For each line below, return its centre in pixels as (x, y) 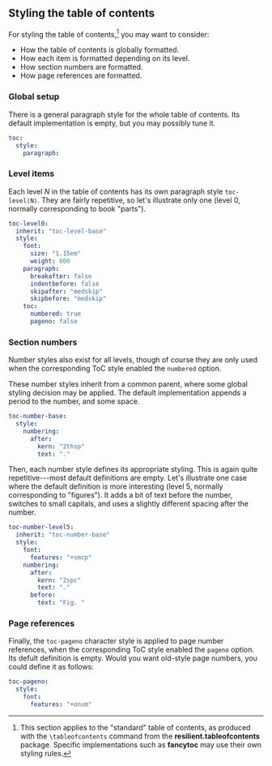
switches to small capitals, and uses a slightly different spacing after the (129, 504)
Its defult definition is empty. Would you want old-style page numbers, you (133, 658)
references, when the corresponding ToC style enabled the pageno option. (132, 650)
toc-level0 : (28, 223)
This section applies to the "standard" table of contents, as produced (135, 727)
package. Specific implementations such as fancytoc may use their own (140, 744)
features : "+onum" (61, 704)
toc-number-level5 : (41, 527)
